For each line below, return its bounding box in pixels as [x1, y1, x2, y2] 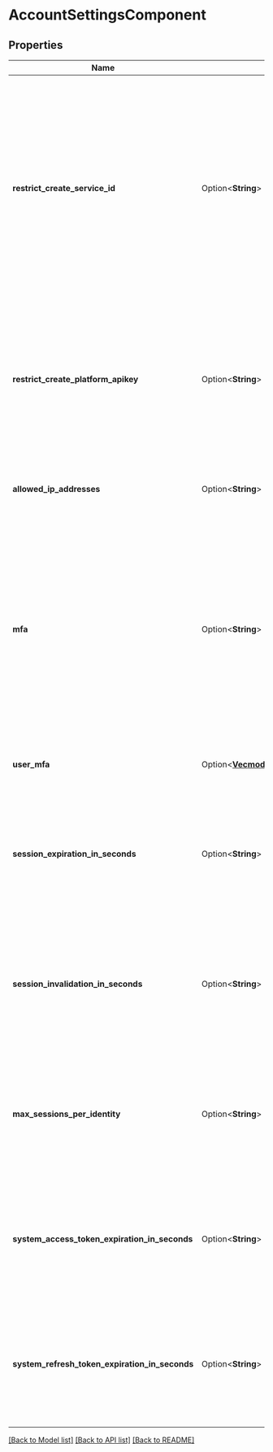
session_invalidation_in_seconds [12, 978, 143, 989]
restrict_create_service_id [12, 183, 116, 193]
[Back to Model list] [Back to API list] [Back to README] [8, 1435, 195, 1445]
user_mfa [12, 759, 50, 770]
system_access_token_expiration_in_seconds [12, 1233, 193, 1245]
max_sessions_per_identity [12, 1108, 121, 1119]
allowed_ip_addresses [12, 484, 101, 494]
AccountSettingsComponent [8, 6, 207, 24]
